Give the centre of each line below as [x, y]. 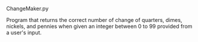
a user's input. [24, 33]
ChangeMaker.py [28, 9]
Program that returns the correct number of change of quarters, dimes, [94, 20]
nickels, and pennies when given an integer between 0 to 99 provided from [99, 26]
